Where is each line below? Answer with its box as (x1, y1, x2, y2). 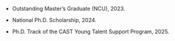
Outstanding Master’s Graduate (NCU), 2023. (12, 5, 126, 12)
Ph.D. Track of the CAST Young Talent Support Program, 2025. (12, 28, 170, 35)
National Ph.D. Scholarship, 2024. (12, 17, 97, 23)
